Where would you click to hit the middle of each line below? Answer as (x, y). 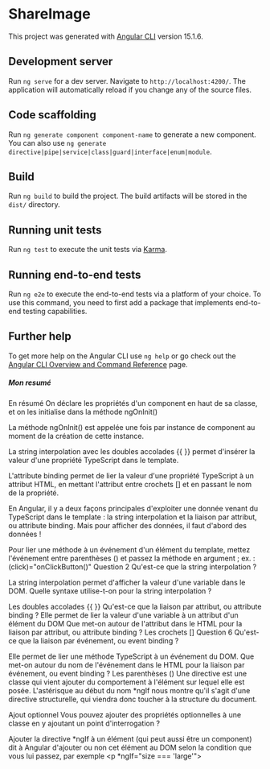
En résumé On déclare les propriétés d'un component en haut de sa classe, (133, 403)
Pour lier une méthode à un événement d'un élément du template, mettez (129, 549)
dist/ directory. (34, 205)
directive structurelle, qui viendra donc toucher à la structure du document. (133, 699)
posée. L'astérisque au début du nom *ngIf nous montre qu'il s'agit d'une (129, 690)
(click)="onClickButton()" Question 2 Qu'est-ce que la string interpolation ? (133, 566)
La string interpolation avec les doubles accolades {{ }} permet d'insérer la (132, 451)
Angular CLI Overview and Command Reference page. (98, 364)
